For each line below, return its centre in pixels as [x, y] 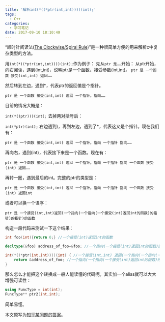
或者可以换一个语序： [27, 203]
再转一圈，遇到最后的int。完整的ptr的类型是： [51, 178]
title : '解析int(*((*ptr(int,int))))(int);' [51, 10]
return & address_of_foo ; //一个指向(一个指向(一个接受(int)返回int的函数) [86, 260]
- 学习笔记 [19, 28]
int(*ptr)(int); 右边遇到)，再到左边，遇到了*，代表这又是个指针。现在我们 [82, 126]
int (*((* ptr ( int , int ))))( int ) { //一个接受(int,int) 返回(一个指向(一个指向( [81, 255]
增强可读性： [18, 280]
